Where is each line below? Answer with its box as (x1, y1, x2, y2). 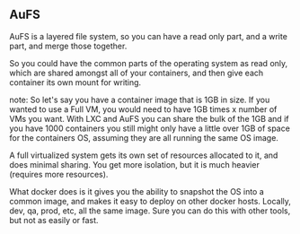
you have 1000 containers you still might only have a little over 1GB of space (9, 123, 290, 134)
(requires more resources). (9, 169, 109, 179)
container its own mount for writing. (9, 76, 142, 88)
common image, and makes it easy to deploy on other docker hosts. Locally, (9, 195, 292, 206)
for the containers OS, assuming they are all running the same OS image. (9, 132, 278, 143)
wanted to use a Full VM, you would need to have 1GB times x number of (9, 103, 278, 115)
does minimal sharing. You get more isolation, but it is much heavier (9, 159, 260, 169)
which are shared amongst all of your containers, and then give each (9, 67, 264, 78)
